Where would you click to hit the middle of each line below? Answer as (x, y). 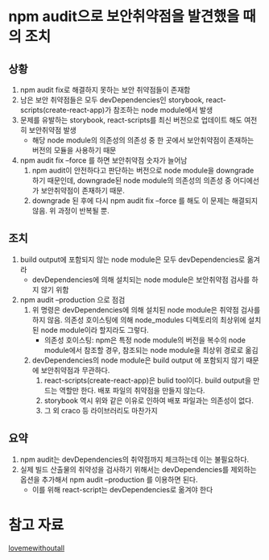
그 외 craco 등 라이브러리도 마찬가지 (101, 410)
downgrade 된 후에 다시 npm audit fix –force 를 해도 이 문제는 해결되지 (145, 201)
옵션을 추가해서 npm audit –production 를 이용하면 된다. (109, 479)
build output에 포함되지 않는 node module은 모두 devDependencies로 (132, 259)
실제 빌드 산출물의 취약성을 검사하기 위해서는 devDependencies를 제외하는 (138, 469)
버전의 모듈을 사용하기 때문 (74, 150)
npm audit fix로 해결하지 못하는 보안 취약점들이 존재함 (105, 90)
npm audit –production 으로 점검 (72, 300)
